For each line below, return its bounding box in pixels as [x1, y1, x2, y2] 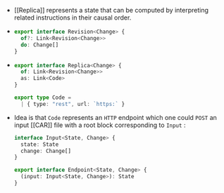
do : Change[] [20, 41, 59, 48]
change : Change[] [20, 147, 72, 154]
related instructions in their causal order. [13, 13, 132, 22]
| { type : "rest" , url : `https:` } [20, 100, 125, 107]
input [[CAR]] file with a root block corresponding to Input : [13, 121, 186, 129]
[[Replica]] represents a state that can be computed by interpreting [13, 6, 209, 14]
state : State [20, 140, 59, 148]
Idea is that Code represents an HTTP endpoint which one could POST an [13, 113, 217, 121]
